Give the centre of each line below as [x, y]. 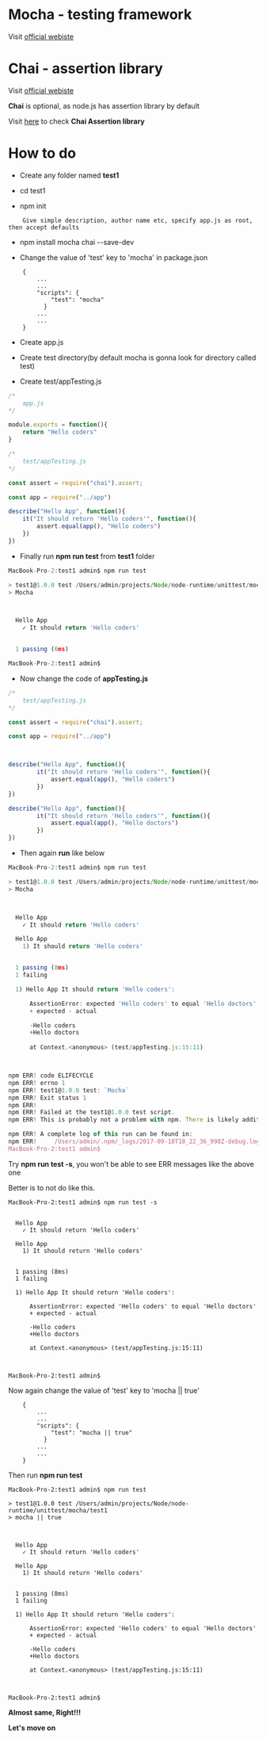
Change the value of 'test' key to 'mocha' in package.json [114, 257]
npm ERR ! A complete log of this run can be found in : [101, 1134]
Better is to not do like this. [52, 1187]
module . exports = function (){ [58, 425]
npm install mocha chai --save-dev [77, 242]
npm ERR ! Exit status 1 [47, 1098]
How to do [42, 153]
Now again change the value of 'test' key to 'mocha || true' [104, 1390]
